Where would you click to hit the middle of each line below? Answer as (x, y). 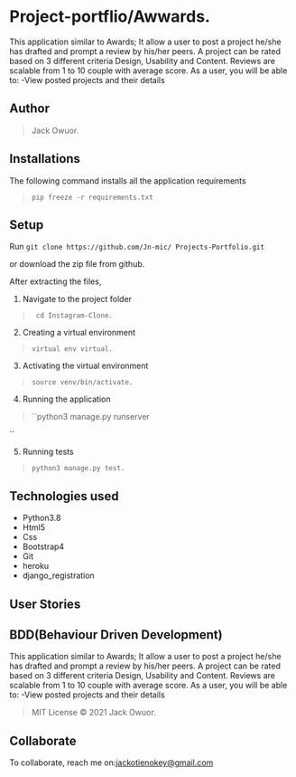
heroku (36, 566)
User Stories (45, 604)
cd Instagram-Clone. (74, 316)
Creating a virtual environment (79, 333)
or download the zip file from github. (77, 264)
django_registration (58, 575)
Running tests (48, 452)
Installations (45, 159)
